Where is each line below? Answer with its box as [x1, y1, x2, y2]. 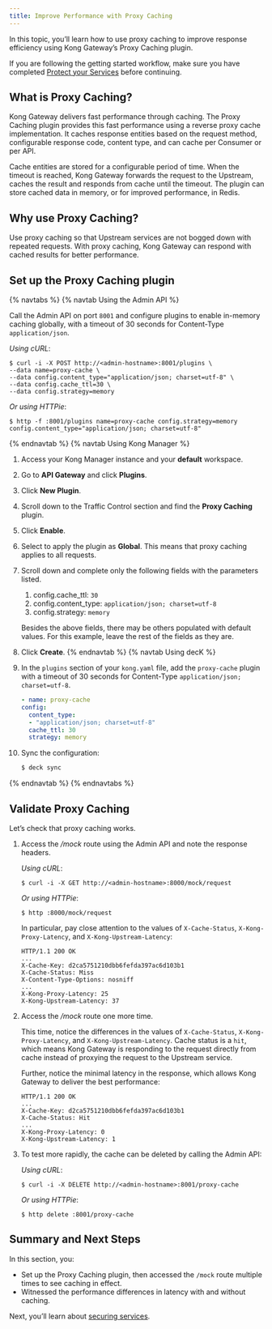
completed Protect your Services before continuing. [9, 66, 182, 77]
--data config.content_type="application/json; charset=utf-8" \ [9, 373, 234, 381]
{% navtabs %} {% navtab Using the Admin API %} [9, 295, 180, 305]
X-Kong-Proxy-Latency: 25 [20, 990, 108, 998]
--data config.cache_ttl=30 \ [9, 381, 112, 389]
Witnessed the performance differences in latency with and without [20, 1287, 246, 1297]
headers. [20, 848, 51, 857]
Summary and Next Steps [9, 1233, 141, 1246]
